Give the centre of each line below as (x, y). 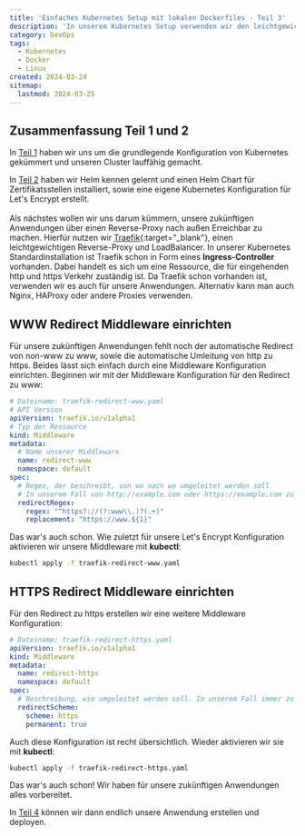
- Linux (32, 69)
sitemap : (26, 85)
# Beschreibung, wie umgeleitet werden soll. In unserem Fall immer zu (156, 699)
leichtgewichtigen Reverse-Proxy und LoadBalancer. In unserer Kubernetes (150, 247)
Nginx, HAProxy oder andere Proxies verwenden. (101, 295)
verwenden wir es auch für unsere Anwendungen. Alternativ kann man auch (152, 286)
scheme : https (52, 716)
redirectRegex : (46, 503)
